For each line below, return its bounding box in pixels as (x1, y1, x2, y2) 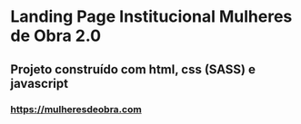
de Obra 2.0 (10, 25, 102, 46)
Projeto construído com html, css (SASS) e (10, 62, 256, 77)
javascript (10, 75, 69, 91)
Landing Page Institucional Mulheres (10, 6, 293, 27)
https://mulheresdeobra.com (10, 102, 142, 115)
